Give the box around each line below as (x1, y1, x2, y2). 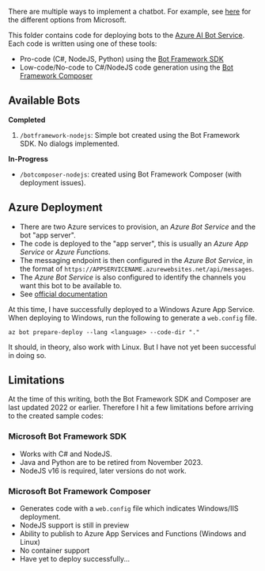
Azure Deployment (8, 201, 103, 215)
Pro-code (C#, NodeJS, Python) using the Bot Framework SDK (19, 55, 224, 63)
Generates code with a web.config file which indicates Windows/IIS (19, 504, 239, 513)
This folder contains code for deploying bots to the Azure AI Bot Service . (8, 31, 245, 40)
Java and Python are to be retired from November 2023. (19, 457, 203, 466)
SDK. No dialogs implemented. (19, 139, 120, 148)
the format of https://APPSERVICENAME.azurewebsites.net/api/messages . (19, 264, 255, 273)
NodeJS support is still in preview (19, 520, 130, 530)
